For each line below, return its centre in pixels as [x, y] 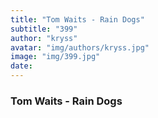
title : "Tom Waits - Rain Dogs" [77, 19]
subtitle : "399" [44, 29]
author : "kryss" [44, 38]
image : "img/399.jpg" [55, 57]
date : [21, 66]
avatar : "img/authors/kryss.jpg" [80, 47]
